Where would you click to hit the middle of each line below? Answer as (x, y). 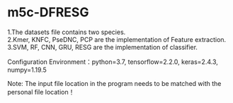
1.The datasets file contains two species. (67, 32)
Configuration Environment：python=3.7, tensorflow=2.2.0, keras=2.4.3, (113, 62)
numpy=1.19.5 (27, 70)
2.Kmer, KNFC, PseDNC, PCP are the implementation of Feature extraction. (117, 39)
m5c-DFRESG (48, 12)
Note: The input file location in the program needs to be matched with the (114, 83)
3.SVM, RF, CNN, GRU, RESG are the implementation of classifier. (103, 47)
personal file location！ (41, 92)
